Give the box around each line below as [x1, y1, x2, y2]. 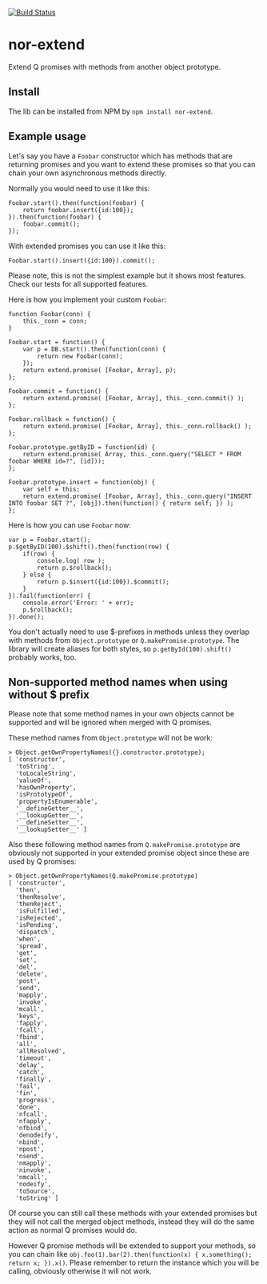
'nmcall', [15, 1174, 48, 1182]
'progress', [15, 1097, 56, 1105]
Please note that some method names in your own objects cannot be [8, 709, 235, 719]
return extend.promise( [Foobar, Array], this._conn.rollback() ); [22, 422, 252, 430]
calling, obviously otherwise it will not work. [8, 1266, 152, 1276]
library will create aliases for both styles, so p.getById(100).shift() [8, 644, 232, 653]
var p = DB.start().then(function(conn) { [22, 345, 166, 353]
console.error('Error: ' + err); [22, 599, 134, 607]
